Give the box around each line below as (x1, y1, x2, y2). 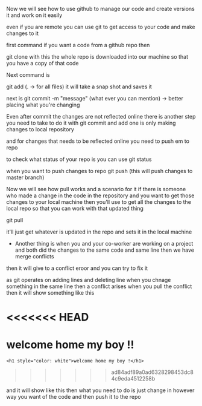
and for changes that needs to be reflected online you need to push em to (6, 137, 190, 145)
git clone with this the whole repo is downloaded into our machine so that (6, 53, 189, 60)
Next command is (6, 71, 50, 78)
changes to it (6, 30, 39, 37)
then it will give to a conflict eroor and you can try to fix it (6, 264, 148, 272)
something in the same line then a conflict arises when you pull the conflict (6, 283, 192, 290)
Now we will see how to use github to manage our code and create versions (6, 5, 195, 12)
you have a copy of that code (6, 60, 80, 67)
